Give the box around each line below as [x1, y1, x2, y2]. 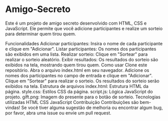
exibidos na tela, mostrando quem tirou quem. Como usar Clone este [5, 62, 147, 68]
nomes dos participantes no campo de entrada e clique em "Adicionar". [5, 72, 153, 78]
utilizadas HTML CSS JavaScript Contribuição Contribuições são [5, 99, 139, 105]
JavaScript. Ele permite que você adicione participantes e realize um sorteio [5, 25, 163, 31]
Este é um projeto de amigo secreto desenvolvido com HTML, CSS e [5, 20, 147, 26]
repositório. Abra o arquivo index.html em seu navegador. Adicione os [5, 67, 149, 73]
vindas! [5, 104, 21, 110]
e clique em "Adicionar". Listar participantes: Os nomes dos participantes [5, 46, 156, 52]
